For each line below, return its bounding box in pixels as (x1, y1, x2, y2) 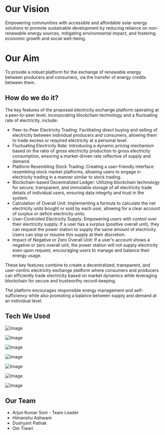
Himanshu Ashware (12, 415, 52, 421)
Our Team (5, 397, 36, 405)
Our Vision (5, 3, 50, 15)
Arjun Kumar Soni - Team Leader (12, 410, 79, 416)
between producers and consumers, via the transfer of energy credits (5, 74, 146, 80)
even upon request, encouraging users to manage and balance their (12, 247, 150, 253)
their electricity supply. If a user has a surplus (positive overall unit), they (12, 221, 160, 227)
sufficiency (5, 292, 28, 299)
